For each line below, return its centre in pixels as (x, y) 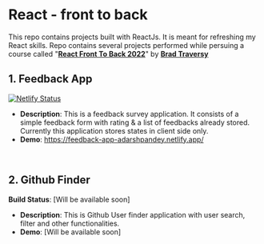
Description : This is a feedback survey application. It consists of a (129, 114)
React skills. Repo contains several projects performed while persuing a (126, 45)
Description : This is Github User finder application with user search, (132, 214)
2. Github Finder (49, 180)
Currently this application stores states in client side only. (114, 130)
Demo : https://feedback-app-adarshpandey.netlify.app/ (112, 139)
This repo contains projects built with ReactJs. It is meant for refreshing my (132, 37)
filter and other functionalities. (70, 223)
